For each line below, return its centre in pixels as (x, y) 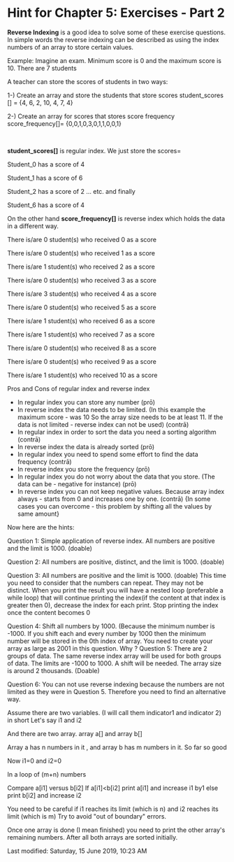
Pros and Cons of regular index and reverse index (79, 388)
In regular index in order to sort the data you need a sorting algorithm (117, 432)
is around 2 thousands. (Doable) (53, 670)
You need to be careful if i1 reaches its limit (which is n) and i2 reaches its (113, 809)
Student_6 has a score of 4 (46, 205)
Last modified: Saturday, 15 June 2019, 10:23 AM (77, 851)
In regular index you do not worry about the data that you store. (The (116, 476)
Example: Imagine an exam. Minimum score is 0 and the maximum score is (115, 60)
